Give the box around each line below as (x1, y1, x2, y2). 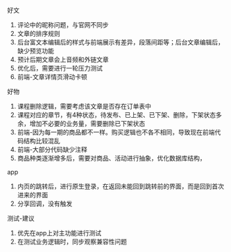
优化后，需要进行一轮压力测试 (17, 64, 103, 72)
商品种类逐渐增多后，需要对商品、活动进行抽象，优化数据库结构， (17, 154, 206, 162)
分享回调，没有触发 (17, 199, 73, 208)
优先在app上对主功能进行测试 (17, 229, 102, 237)
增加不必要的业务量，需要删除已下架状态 (29, 120, 146, 127)
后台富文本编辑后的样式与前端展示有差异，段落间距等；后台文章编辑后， (17, 38, 224, 46)
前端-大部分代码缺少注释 (17, 145, 88, 154)
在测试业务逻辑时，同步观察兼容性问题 (17, 237, 127, 246)
